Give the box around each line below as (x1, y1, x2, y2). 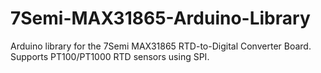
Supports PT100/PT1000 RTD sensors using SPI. (10, 50, 210, 62)
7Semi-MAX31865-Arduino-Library (10, 7, 311, 30)
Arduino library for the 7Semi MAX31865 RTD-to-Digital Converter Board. (10, 40, 312, 52)
